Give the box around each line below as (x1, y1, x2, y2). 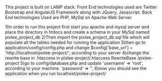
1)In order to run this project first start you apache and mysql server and (5, 24, 149, 30)
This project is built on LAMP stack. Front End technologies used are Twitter (5, 4, 157, 10)
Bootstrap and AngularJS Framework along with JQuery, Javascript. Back (5, 9, 152, 15)
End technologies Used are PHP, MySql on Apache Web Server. (5, 15, 133, 20)
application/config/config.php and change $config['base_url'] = (5, 45, 133, 50)
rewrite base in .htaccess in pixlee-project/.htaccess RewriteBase (5, 55, 136, 61)
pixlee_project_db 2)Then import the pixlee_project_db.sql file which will (5, 34, 150, 40)
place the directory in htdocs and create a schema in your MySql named (5, 29, 150, 35)
